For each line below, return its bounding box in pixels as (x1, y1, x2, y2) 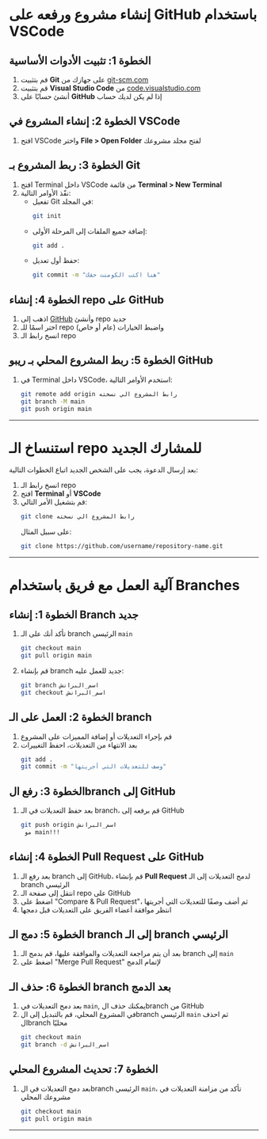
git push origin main (20, 405, 92, 413)
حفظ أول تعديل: (32, 256, 80, 265)
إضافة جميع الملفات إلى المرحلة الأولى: (32, 226, 147, 235)
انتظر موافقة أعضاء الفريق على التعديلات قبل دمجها (20, 905, 172, 914)
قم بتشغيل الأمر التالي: (20, 497, 88, 507)
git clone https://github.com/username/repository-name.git (20, 543, 223, 550)
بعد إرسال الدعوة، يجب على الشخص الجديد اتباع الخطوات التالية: (9, 465, 199, 474)
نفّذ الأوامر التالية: (20, 188, 71, 197)
